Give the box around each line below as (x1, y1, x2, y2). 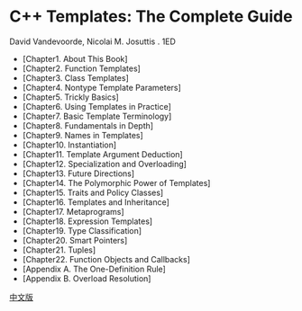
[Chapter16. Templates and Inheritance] (22, 196, 169, 208)
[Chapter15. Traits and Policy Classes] (22, 187, 164, 198)
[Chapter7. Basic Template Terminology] (22, 111, 172, 121)
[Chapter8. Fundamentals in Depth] (22, 120, 154, 131)
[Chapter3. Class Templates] (22, 72, 129, 83)
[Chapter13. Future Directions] (22, 168, 135, 179)
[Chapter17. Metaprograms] (22, 206, 124, 217)
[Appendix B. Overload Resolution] (22, 272, 151, 284)
